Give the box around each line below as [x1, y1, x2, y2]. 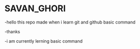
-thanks [4, 28, 20, 34]
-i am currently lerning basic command [4, 38, 83, 44]
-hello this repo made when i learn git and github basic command [4, 19, 136, 25]
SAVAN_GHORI [4, 3, 66, 14]
